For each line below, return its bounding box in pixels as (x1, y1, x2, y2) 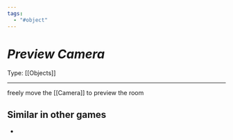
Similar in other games (7, 108, 107, 121)
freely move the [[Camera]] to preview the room (7, 89, 144, 97)
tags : (7, 10, 23, 17)
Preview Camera (7, 46, 105, 62)
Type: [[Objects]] (7, 69, 56, 77)
